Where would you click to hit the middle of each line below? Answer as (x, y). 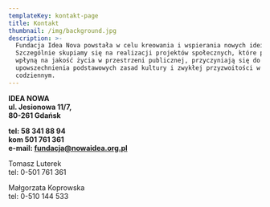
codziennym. (36, 75)
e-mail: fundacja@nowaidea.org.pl (68, 148)
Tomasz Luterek (35, 163)
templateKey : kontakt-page (53, 16)
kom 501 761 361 (36, 139)
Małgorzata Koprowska (47, 187)
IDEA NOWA (29, 98)
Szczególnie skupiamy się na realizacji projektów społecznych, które (136, 53)
